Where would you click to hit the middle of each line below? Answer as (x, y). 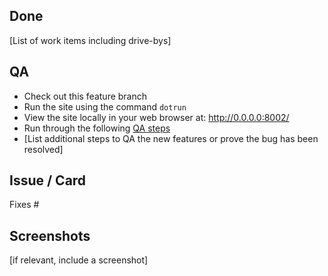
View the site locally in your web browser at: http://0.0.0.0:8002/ (156, 117)
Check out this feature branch (85, 96)
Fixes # (24, 205)
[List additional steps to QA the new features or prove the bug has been (171, 138)
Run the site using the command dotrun (105, 106)
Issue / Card (48, 180)
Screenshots (50, 235)
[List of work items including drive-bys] (90, 40)
